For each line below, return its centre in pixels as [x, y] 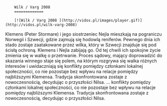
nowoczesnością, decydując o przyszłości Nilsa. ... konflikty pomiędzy [78, 82]
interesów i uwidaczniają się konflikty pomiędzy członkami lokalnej [74, 66]
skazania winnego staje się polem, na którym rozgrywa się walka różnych [81, 61]
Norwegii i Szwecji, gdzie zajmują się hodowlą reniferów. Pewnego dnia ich [83, 39]
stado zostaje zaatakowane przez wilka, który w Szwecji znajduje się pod [81, 45]
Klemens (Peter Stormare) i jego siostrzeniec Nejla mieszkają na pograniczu [83, 34]
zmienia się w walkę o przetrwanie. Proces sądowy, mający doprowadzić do [84, 56]
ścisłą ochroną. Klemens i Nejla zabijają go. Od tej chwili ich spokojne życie [83, 50]
